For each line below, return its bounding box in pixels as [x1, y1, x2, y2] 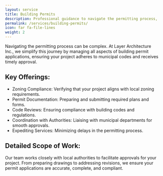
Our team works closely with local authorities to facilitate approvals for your [5, 154, 157, 160]
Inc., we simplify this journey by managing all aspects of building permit [5, 48, 149, 54]
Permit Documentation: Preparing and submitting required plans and [12, 96, 149, 102]
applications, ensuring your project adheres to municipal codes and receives [5, 54, 159, 59]
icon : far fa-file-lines [5, 25, 55, 30]
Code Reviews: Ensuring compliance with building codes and [12, 107, 135, 112]
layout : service [5, 7, 38, 12]
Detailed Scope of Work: [5, 142, 81, 150]
